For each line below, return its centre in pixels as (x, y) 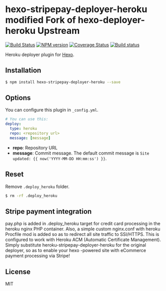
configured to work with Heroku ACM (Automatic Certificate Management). (83, 240)
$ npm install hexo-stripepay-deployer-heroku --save (63, 82)
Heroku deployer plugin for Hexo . (40, 55)
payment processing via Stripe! (38, 256)
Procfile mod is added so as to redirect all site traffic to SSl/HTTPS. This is (82, 234)
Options (18, 98)
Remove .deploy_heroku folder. (37, 186)
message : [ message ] (30, 138)
